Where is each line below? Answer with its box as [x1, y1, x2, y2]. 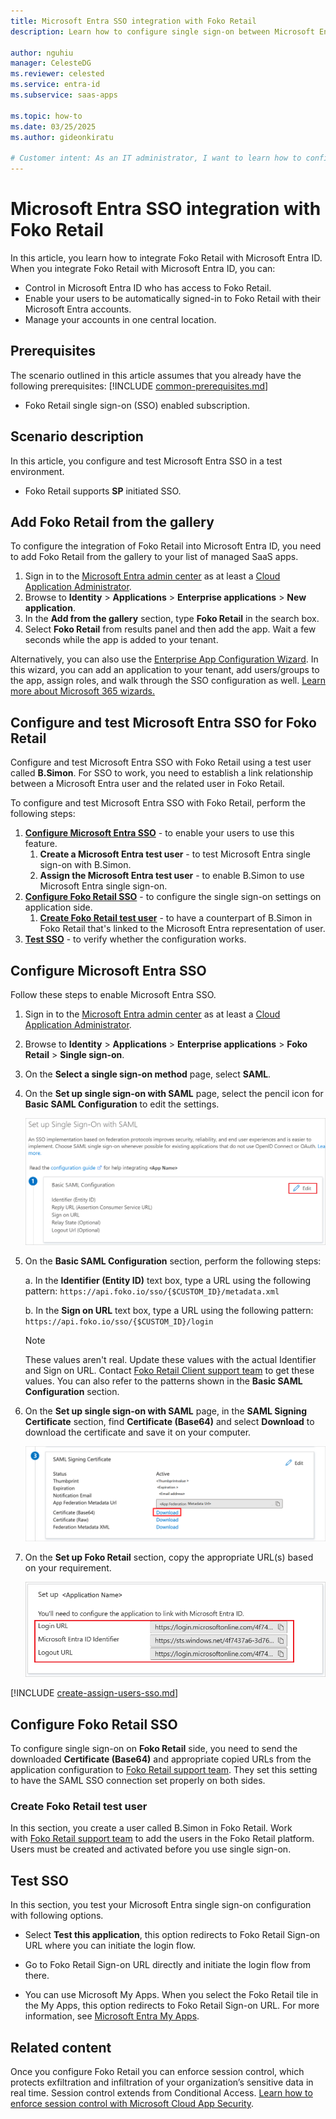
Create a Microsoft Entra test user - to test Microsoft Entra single [39, 848, 312, 860]
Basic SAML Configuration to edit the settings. [24, 1098, 220, 1110]
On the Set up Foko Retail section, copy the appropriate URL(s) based [24, 1551, 314, 1563]
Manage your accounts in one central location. [24, 313, 217, 325]
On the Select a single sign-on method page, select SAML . [24, 1068, 272, 1080]
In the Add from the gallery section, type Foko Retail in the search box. [24, 613, 320, 625]
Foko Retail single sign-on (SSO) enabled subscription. [24, 399, 251, 411]
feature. [24, 838, 58, 850]
